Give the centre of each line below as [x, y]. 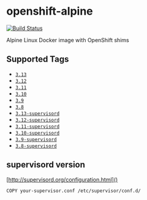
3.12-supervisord [37, 120]
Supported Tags [38, 59]
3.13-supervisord [37, 113]
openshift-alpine [50, 11]
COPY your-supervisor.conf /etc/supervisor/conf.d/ [73, 191]
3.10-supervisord [37, 133]
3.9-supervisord [36, 139]
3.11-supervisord [37, 127]
